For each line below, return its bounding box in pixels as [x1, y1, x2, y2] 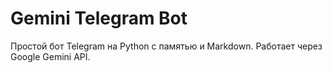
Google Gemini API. [10, 50, 91, 62]
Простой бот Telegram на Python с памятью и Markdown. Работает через [10, 40, 323, 52]
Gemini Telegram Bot [10, 7, 188, 30]
